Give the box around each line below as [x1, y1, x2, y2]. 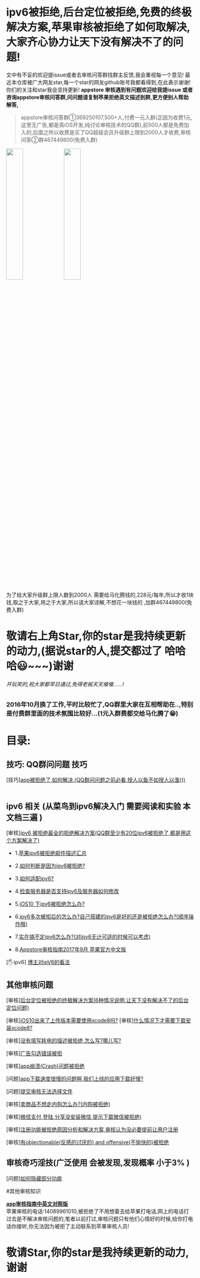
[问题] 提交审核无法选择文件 [6, 1087, 73, 1094]
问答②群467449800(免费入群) [20, 136, 98, 143]
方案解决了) [11, 837, 40, 844]
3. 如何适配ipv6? [14, 875, 54, 882]
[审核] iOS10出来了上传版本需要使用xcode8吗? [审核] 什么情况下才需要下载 [6, 1017, 186, 1024]
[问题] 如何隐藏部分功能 [6, 1175, 62, 1182]
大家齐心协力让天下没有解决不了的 [6, 35, 174, 49]
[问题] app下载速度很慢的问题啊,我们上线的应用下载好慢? [6, 1075, 144, 1082]
